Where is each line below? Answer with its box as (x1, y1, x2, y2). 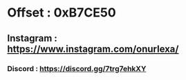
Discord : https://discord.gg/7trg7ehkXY (7, 63, 147, 73)
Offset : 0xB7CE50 (7, 5, 116, 21)
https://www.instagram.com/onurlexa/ (7, 43, 179, 54)
